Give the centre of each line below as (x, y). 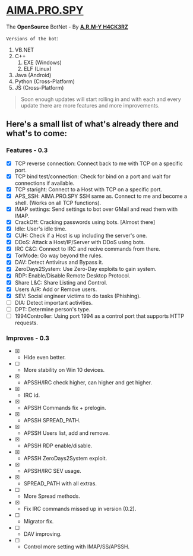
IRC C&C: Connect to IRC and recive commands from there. (87, 249)
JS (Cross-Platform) (39, 87)
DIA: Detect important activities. (54, 302)
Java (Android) (33, 75)
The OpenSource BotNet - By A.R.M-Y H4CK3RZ (67, 27)
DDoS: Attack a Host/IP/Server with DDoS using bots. (80, 242)
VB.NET (24, 50)
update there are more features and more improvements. (90, 105)
